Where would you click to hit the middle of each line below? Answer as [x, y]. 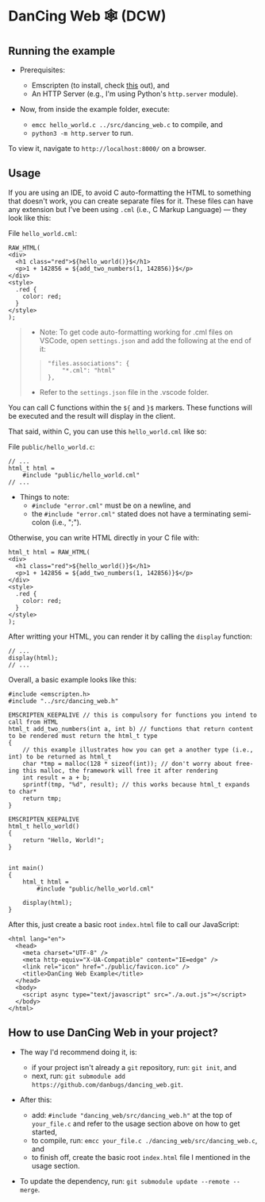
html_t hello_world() [44, 826]
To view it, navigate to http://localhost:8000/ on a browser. [107, 148]
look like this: [30, 218]
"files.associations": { [88, 363]
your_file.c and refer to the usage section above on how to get [136, 1123]
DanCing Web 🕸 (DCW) [87, 16]
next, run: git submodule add [78, 1076]
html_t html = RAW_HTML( [49, 552]
